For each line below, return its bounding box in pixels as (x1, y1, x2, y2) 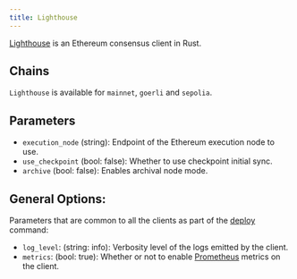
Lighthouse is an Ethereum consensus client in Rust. (9, 38, 202, 48)
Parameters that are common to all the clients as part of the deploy (9, 216, 256, 226)
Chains (9, 63, 50, 79)
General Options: (9, 191, 106, 207)
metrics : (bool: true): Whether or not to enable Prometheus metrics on (21, 251, 281, 262)
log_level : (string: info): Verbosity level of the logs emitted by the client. (21, 242, 289, 253)
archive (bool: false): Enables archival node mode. (21, 165, 208, 176)
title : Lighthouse (9, 13, 78, 22)
